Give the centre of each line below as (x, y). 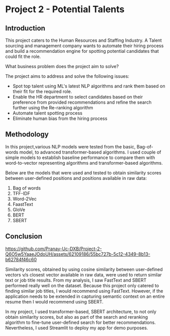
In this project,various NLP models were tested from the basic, (71, 146)
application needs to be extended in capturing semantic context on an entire (85, 296)
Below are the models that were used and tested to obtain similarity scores (83, 173)
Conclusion (24, 237)
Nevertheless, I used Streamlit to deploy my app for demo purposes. (77, 328)
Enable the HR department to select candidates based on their (78, 97)
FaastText (23, 204)
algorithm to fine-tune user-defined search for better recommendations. (81, 322)
